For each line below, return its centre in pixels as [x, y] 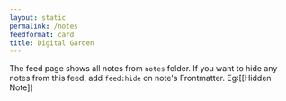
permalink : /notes [44, 26]
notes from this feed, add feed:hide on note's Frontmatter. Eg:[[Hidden [140, 78]
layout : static [38, 18]
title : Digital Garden [52, 43]
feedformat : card [42, 34]
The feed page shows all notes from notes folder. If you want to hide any [143, 69]
